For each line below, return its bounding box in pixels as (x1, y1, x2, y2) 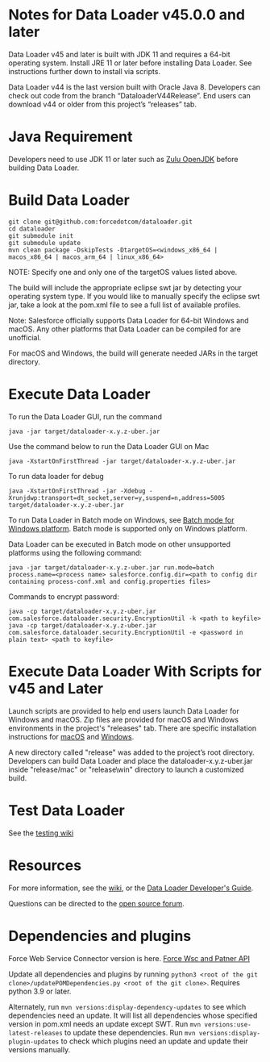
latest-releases (8, 1029, 63, 1037)
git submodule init (8, 231, 74, 239)
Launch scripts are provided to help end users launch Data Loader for (8, 706, 239, 715)
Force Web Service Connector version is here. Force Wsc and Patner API (8, 953, 251, 963)
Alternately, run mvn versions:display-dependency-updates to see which (8, 1002, 247, 1011)
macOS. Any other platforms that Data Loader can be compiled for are (8, 324, 242, 334)
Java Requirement (8, 127, 133, 146)
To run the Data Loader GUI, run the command (8, 411, 163, 421)
